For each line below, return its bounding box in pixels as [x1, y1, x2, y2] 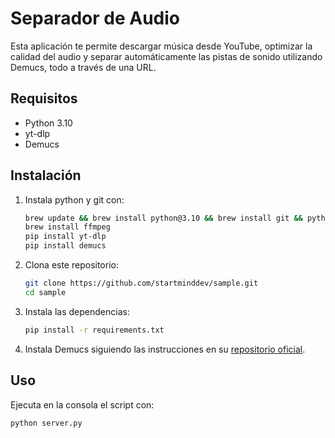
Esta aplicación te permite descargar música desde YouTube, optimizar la [10, 40, 313, 52]
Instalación [10, 167, 82, 184]
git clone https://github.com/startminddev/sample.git [24, 278, 259, 289]
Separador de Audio [10, 7, 181, 30]
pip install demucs [24, 241, 107, 251]
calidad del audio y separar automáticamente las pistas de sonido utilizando [10, 50, 323, 62]
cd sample [24, 287, 67, 297]
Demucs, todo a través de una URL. [10, 61, 157, 73]
